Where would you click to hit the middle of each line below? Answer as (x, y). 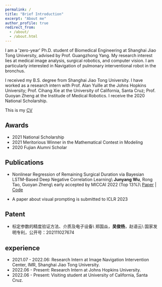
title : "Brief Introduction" (34, 14)
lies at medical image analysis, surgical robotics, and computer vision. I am (80, 60)
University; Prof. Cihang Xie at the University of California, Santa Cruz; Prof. (80, 91)
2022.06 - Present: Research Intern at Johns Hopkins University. (76, 270)
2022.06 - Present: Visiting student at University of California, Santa (80, 275)
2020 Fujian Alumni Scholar (39, 147)
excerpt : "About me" (26, 18)
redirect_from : (20, 28)
